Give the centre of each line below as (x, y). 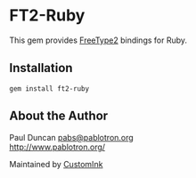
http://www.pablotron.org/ (57, 147)
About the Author (59, 116)
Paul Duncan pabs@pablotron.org (71, 137)
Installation (41, 68)
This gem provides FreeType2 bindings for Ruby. (98, 40)
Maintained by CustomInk (56, 164)
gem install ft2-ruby (49, 89)
